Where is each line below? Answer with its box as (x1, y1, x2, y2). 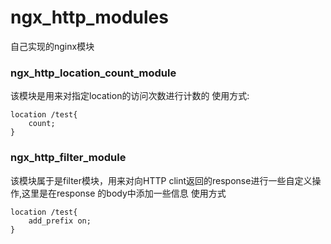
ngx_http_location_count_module (10, 66, 177, 80)
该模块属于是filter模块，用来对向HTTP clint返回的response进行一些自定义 (10, 174, 313, 186)
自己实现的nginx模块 (10, 40, 95, 52)
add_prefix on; (28, 216, 92, 226)
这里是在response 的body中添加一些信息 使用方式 (21, 187, 227, 199)
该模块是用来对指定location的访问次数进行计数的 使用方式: (10, 90, 250, 102)
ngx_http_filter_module (10, 151, 127, 165)
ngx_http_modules (10, 6, 169, 29)
